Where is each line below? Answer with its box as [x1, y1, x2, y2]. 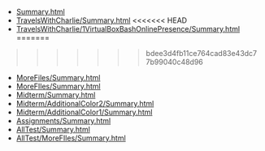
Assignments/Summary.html [15, 116, 111, 125]
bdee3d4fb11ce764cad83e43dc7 [146, 49, 258, 58]
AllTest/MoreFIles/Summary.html [15, 133, 126, 143]
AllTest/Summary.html [15, 125, 91, 134]
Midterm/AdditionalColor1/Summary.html [15, 107, 153, 117]
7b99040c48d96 [146, 57, 203, 67]
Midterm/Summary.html [15, 90, 96, 100]
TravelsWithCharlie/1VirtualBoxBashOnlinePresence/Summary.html [15, 24, 241, 33]
